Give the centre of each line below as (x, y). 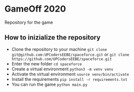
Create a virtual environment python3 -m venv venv (62, 69)
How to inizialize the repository (52, 38)
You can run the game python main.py (50, 84)
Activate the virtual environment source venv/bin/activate (70, 74)
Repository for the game (29, 22)
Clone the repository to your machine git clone (59, 49)
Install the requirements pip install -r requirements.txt (69, 79)
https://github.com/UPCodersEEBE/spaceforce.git (62, 59)
